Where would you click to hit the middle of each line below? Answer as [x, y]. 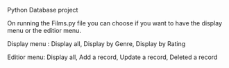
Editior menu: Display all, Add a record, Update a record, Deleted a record [112, 57]
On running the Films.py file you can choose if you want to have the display [115, 23]
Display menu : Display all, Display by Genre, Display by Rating [96, 44]
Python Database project [43, 10]
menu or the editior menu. [44, 31]
